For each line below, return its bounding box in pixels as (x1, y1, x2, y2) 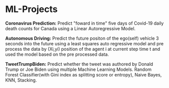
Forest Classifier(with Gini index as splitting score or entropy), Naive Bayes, (5, 71, 162, 77)
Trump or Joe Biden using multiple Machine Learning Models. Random (5, 66, 152, 72)
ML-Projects (5, 4, 58, 15)
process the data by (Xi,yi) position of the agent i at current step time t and (5, 46, 160, 52)
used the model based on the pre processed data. (5, 51, 109, 57)
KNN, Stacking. (5, 77, 37, 83)
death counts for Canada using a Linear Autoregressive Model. (5, 25, 136, 31)
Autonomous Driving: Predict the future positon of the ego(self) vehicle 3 (5, 35, 159, 41)
